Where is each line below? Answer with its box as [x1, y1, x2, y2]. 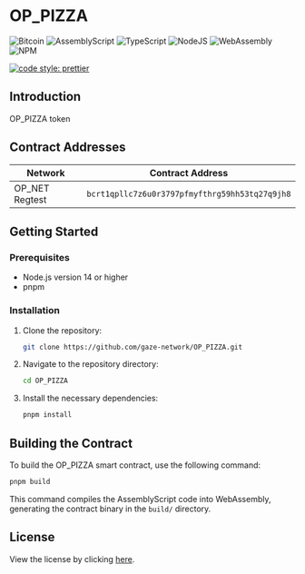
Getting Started [9, 223, 99, 239]
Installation [9, 304, 61, 317]
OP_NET [14, 182, 50, 194]
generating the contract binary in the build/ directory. [9, 503, 212, 514]
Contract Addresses [9, 140, 126, 155]
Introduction [9, 89, 82, 104]
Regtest [14, 193, 47, 205]
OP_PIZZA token [9, 113, 71, 124]
